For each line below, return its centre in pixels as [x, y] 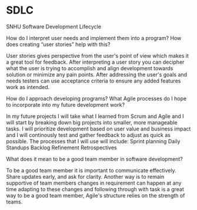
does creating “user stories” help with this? [58, 44]
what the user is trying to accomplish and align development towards [90, 68]
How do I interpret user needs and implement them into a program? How [94, 38]
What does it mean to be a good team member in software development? [95, 159]
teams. [14, 202]
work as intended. [28, 87]
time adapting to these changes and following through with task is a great [95, 189]
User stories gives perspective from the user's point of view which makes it [98, 55]
